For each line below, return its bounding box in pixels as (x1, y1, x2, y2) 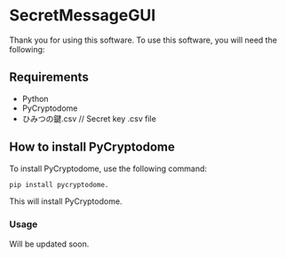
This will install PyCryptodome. (9, 196, 123, 207)
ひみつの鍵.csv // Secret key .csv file (21, 113, 157, 124)
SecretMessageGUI (9, 5, 156, 26)
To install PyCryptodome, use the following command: (9, 163, 207, 174)
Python (21, 93, 49, 104)
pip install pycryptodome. (9, 180, 109, 189)
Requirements (9, 70, 89, 85)
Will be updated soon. (9, 238, 90, 249)
